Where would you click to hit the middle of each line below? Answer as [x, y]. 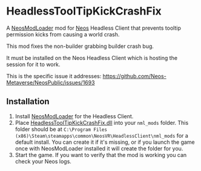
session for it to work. [33, 64]
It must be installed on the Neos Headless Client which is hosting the [92, 58]
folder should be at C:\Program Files [61, 129]
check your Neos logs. [43, 161]
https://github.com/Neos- [134, 76]
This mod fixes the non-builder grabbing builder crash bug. [80, 46]
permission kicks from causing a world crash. [63, 34]
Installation [28, 102]
